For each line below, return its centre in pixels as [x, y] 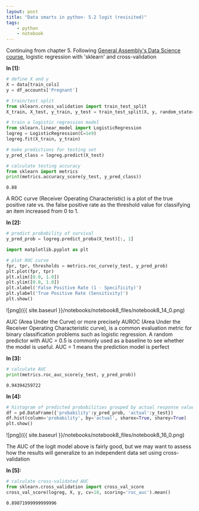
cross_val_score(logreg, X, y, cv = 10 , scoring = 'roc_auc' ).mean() [88, 492]
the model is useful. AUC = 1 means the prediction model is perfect [88, 346]
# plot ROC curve [28, 260]
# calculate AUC [26, 369]
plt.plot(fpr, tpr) [30, 271]
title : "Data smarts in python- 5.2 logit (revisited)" [76, 17]
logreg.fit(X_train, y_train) [44, 139]
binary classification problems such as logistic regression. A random [89, 334]
